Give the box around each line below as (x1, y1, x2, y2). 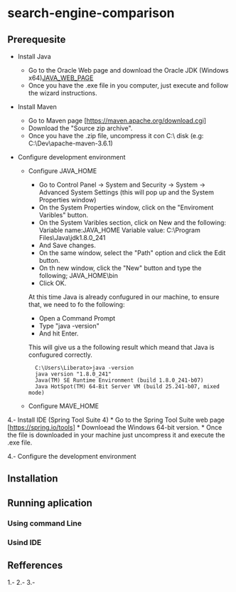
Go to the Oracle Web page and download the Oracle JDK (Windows (28, 66, 229, 74)
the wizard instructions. (28, 89, 97, 97)
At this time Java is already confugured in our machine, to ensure (28, 293, 220, 301)
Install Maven (17, 103, 57, 111)
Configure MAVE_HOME (28, 402, 100, 410)
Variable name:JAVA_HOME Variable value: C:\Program (38, 226, 200, 234)
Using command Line (7, 518, 82, 528)
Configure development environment (17, 153, 126, 161)
